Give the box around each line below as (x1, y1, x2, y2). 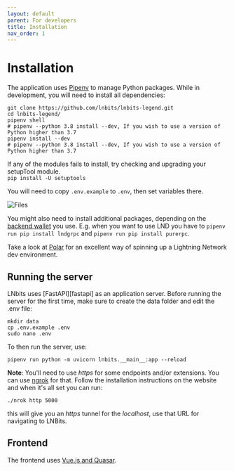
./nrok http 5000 (7, 397, 58, 404)
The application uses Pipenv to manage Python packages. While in (7, 84, 200, 92)
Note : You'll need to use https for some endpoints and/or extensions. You (7, 368, 219, 377)
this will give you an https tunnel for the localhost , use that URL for (7, 409, 200, 418)
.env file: (7, 304, 33, 313)
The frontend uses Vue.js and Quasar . (7, 456, 117, 464)
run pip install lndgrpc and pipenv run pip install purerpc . (7, 229, 191, 238)
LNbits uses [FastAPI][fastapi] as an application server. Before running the (7, 290, 222, 297)
